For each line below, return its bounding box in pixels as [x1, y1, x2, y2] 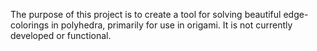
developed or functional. [10, 30, 112, 41]
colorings [10, 19, 50, 31]
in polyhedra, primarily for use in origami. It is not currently [51, 19, 293, 31]
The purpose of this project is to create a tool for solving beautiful [10, 9, 282, 20]
